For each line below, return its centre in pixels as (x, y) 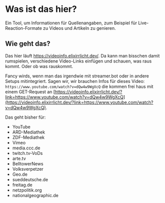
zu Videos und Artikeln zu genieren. (80, 28)
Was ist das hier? (41, 9)
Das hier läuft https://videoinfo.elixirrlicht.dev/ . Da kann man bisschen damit (82, 56)
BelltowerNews (28, 164)
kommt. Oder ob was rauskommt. (39, 66)
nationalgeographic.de (35, 195)
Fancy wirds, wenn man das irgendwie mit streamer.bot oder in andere (77, 76)
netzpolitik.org (27, 190)
